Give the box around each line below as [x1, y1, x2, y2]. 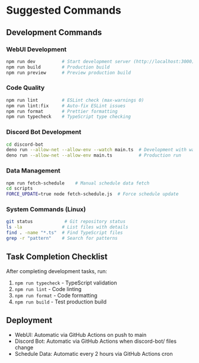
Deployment [6, 315, 53, 326]
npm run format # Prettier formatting [6, 108, 118, 114]
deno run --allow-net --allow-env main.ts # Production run [6, 152, 182, 158]
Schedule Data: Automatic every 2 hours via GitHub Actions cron [14, 350, 173, 357]
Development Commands [6, 27, 102, 37]
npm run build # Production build [6, 64, 110, 70]
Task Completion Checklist [6, 252, 108, 262]
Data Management [6, 167, 61, 175]
